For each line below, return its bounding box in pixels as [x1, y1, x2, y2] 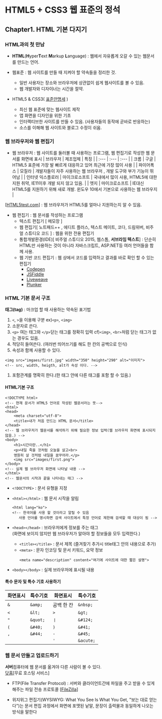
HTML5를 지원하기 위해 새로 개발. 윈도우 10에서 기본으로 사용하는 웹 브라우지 [12, 187, 158, 192]
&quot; [29, 617, 45, 622]
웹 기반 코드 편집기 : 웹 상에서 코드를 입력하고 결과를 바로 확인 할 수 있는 [19, 255, 155, 260]
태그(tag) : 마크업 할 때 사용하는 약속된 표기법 [5, 307, 91, 312]
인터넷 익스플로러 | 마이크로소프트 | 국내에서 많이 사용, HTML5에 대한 [26, 174, 157, 180]
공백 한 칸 [52, 601, 74, 608]
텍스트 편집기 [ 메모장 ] [19, 218, 63, 224]
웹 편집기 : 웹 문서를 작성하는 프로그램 [12, 212, 83, 218]
